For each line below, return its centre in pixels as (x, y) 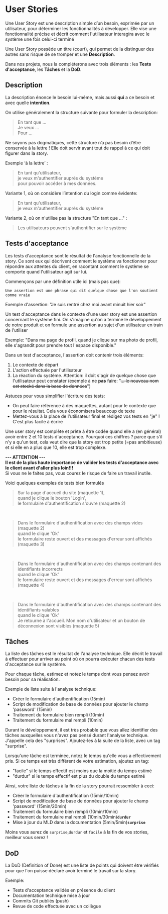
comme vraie (18, 295)
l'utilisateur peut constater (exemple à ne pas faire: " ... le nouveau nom (86, 381)
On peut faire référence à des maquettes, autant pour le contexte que (84, 405)
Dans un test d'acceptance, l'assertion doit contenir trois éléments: (74, 355)
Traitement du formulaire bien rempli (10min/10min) (65, 812)
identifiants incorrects (40, 569)
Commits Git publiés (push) (41, 901)
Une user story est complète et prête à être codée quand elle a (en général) (83, 431)
